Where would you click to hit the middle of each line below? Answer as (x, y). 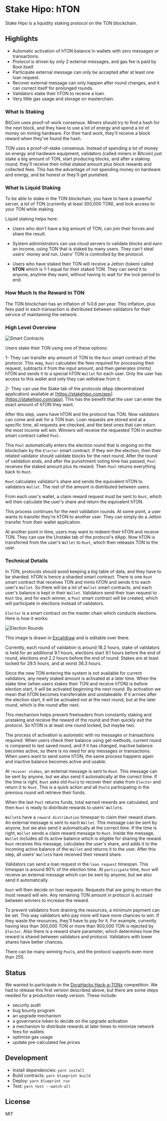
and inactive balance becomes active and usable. (56, 762)
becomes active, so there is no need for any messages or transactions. (78, 751)
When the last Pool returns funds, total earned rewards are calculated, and (82, 802)
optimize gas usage (33, 1037)
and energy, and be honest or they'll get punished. (57, 175)
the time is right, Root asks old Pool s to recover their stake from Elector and (83, 782)
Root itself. (23, 67)
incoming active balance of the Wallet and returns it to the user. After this (81, 849)
